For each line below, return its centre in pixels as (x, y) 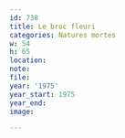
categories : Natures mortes (63, 35)
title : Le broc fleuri (52, 27)
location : (28, 60)
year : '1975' (34, 86)
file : (20, 78)
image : (22, 111)
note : (20, 69)
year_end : (28, 103)
